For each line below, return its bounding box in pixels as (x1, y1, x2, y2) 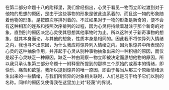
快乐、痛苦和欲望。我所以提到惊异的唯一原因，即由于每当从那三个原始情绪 (5, 67, 159, 72)
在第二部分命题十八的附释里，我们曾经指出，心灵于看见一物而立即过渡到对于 (5, 4, 164, 10)
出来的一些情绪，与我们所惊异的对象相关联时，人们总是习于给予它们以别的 (9, 73, 164, 79)
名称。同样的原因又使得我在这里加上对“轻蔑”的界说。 (5, 79, 115, 85)
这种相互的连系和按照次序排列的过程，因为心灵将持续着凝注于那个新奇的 (9, 23, 159, 29)
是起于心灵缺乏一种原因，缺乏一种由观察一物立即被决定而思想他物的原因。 (5, 54, 159, 60)
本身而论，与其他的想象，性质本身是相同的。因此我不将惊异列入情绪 (22, 35, 164, 41)
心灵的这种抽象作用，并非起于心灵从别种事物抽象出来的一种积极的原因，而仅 (5, 48, 164, 54)
